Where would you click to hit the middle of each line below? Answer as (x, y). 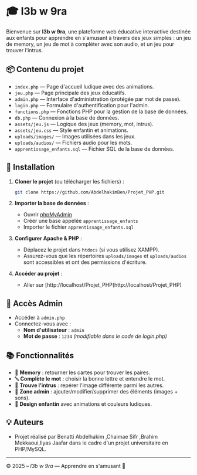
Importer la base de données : (52, 203)
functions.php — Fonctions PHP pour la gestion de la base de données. (101, 111)
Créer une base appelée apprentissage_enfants (81, 221)
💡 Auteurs (25, 423)
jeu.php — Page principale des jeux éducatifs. (70, 93)
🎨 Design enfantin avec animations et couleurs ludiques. (83, 404)
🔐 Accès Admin (35, 303)
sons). (22, 398)
